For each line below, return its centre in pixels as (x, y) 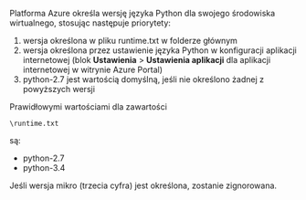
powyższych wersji (59, 89)
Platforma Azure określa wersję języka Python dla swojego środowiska (142, 13)
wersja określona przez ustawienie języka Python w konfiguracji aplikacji (159, 50)
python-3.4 (44, 168)
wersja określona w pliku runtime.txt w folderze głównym (130, 41)
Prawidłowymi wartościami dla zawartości (88, 107)
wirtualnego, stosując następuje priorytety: (90, 23)
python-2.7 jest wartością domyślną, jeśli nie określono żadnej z (143, 79)
